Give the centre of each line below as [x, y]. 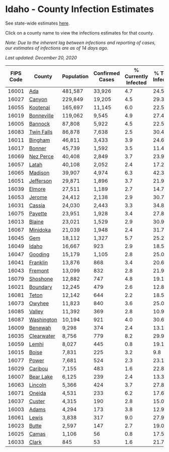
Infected [136, 82]
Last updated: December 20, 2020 [41, 58]
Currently [136, 76]
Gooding [39, 254]
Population [75, 76]
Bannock [39, 124]
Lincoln [38, 385]
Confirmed [106, 73]
